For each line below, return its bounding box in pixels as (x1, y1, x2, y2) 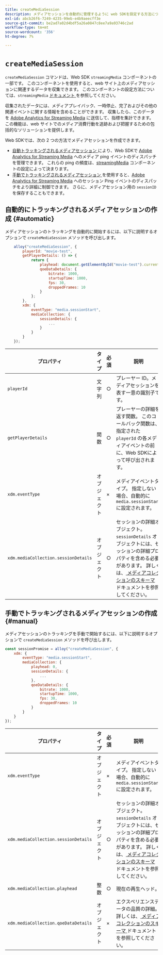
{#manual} (5, 617, 38, 626)
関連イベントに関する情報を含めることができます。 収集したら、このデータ (5, 109, 155, 115)
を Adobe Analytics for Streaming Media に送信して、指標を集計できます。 (5, 115, 154, 120)
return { (31, 258, 49, 263)
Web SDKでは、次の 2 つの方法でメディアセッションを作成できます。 (5, 137, 143, 143)
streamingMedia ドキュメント (17, 92, 75, 98)
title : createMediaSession (5, 7, 60, 12)
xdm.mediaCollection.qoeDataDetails (7, 920, 92, 926)
